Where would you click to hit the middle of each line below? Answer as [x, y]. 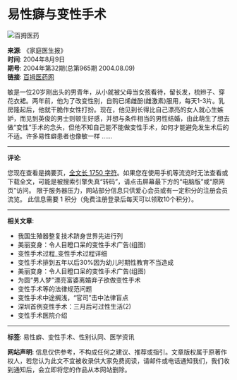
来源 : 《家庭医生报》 [37, 50]
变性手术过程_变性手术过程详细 [62, 253]
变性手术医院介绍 [42, 315]
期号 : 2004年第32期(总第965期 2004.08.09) [71, 68]
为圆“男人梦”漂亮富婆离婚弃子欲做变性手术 [79, 280]
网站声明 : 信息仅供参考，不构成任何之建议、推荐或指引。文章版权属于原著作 [117, 352]
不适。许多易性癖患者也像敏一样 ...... [60, 136]
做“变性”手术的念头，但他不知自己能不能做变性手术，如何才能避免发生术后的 [118, 127]
